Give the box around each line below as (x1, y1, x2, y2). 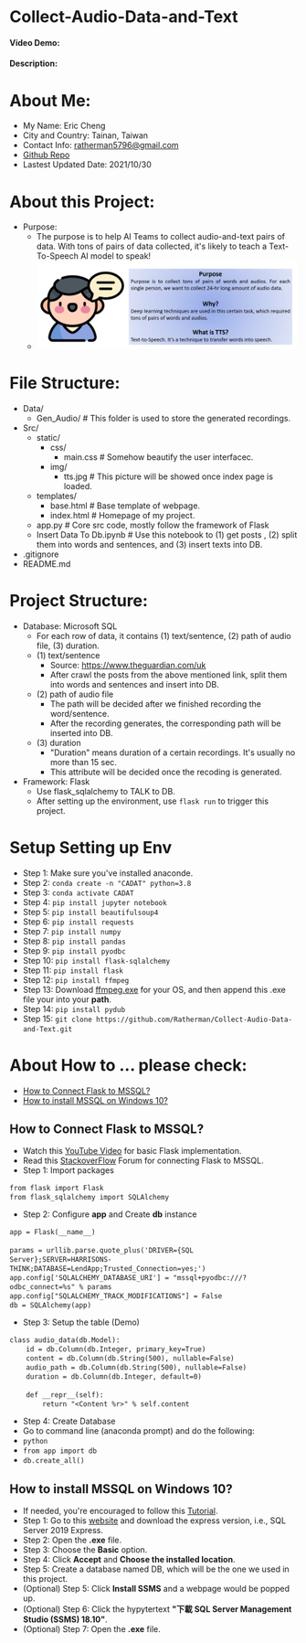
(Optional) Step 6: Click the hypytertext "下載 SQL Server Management (22, 1604, 292, 1615)
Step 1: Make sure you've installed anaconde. (22, 867, 194, 879)
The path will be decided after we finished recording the (49, 698, 262, 709)
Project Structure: (9, 591, 148, 612)
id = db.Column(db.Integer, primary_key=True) (26, 1345, 206, 1354)
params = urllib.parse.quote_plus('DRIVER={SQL (9, 1246, 195, 1255)
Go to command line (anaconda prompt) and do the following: (22, 1425, 255, 1436)
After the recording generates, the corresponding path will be (49, 718, 281, 729)
